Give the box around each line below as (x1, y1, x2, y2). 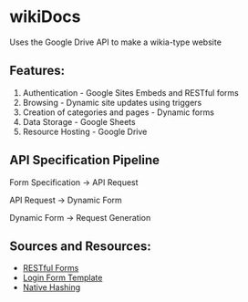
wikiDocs (9, 6, 81, 27)
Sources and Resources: (9, 238, 152, 254)
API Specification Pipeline (9, 152, 160, 168)
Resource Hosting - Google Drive (22, 126, 148, 137)
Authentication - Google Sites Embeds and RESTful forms (22, 87, 239, 98)
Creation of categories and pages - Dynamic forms (22, 107, 214, 118)
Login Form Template (22, 272, 103, 284)
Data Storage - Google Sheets (22, 116, 136, 127)
